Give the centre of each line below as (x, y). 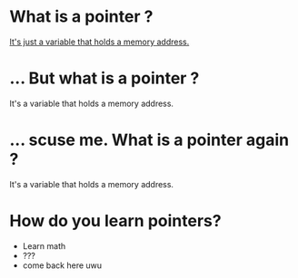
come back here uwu (62, 265)
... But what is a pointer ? (104, 78)
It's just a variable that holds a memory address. (99, 42)
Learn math (44, 245)
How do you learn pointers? (115, 221)
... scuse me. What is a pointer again (149, 140)
